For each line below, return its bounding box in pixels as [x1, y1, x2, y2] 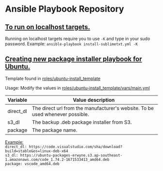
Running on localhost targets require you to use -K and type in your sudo [5, 36, 150, 41]
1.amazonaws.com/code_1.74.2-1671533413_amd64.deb [5, 157, 110, 162]
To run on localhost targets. [5, 23, 91, 31]
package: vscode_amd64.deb [5, 161, 60, 166]
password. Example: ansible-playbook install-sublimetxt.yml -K [5, 41, 138, 47]
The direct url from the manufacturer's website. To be [32, 105, 154, 112]
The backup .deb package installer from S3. [32, 118, 132, 125]
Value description [72, 96, 115, 103]
